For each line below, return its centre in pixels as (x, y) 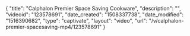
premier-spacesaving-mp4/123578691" (54, 27)
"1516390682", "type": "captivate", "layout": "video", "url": (77, 21)
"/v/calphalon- (167, 21)
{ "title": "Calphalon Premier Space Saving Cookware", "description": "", (94, 8)
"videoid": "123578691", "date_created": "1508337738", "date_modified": (95, 15)
